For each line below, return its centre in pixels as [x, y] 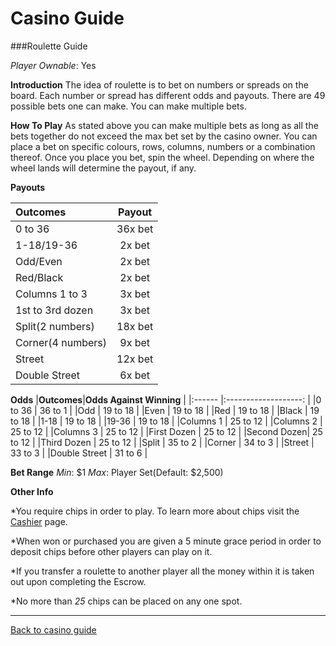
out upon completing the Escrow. [78, 581]
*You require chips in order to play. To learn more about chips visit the [155, 511]
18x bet [135, 326]
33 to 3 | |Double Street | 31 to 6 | [79, 453]
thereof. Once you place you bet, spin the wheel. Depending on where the [162, 157]
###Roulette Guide [49, 46]
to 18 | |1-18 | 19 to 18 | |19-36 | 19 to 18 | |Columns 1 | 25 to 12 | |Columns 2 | [166, 421]
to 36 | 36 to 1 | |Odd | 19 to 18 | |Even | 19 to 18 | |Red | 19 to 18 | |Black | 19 [165, 410]
